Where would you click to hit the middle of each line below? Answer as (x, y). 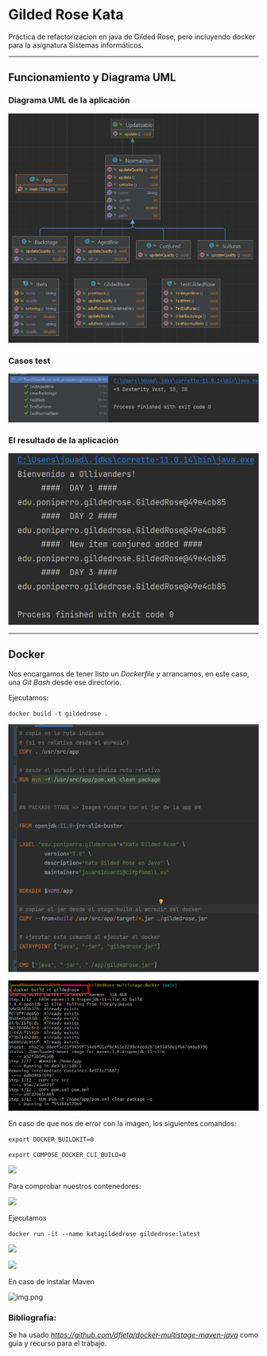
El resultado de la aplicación (64, 440)
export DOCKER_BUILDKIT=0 (51, 1140)
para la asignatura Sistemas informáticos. (76, 45)
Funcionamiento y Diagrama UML (92, 78)
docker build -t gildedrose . (58, 714)
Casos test (29, 360)
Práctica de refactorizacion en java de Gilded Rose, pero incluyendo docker (132, 37)
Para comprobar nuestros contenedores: (75, 1186)
